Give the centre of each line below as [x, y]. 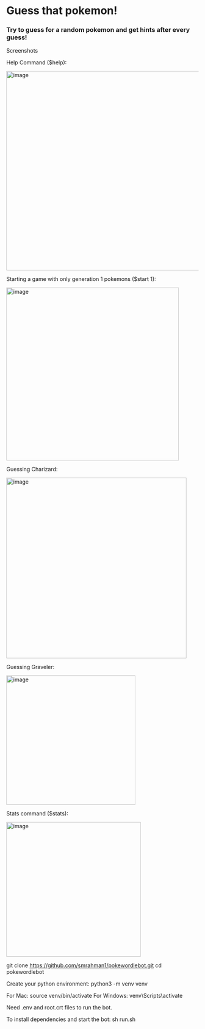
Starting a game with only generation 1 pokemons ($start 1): [81, 279]
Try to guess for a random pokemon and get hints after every [98, 30]
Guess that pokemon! [62, 11]
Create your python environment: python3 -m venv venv [77, 984]
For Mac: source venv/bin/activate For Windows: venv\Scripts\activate [95, 996]
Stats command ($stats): [37, 814]
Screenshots [22, 51]
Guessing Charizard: [32, 470]
